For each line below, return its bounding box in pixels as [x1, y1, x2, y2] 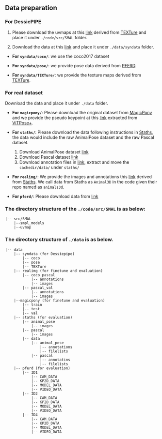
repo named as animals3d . [12, 184, 65, 190]
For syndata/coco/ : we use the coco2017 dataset [12, 53, 110, 59]
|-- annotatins [39, 357, 70, 362]
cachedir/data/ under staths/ [19, 164, 80, 170]
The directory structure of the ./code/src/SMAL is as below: [5, 205, 146, 212]
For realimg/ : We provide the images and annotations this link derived [12, 174, 152, 180]
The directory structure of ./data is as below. [5, 236, 113, 243]
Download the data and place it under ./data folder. [5, 100, 108, 106]
